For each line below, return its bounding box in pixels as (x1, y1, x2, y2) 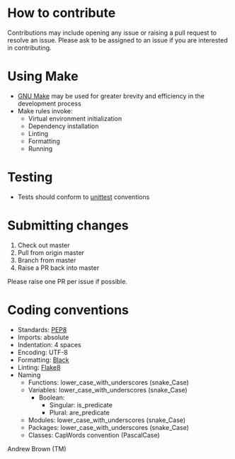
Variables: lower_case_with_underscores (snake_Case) (28, 385, 188, 394)
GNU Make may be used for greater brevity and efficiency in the (17, 91, 205, 100)
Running (28, 144, 53, 153)
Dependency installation (28, 122, 99, 130)
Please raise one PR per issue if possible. (7, 277, 127, 285)
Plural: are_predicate (49, 408, 110, 416)
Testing (7, 169, 53, 186)
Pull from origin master (17, 248, 85, 256)
